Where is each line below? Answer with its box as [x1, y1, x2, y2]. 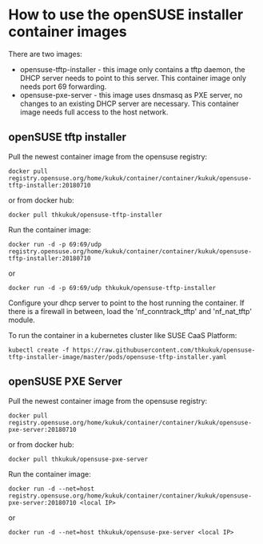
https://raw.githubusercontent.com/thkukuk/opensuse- [72, 346, 256, 354]
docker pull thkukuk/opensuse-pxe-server [8, 455, 149, 463]
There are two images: [8, 49, 82, 58]
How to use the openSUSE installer [8, 6, 244, 24]
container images [8, 22, 127, 41]
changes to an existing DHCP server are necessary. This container [19, 99, 240, 108]
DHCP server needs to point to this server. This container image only [19, 73, 246, 83]
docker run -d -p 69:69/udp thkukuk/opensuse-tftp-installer [8, 284, 217, 292]
